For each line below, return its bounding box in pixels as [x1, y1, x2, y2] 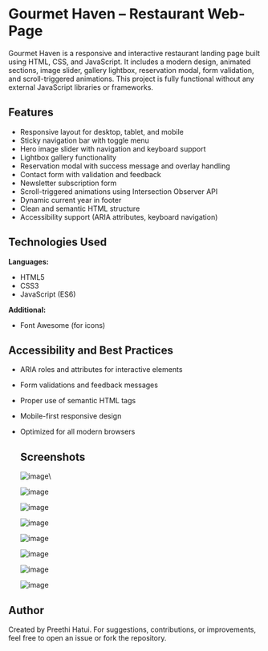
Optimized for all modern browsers [19, 427, 136, 437]
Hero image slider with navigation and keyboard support [19, 144, 206, 153]
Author [8, 603, 44, 617]
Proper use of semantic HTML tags [19, 396, 136, 406]
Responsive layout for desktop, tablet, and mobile [19, 127, 185, 136]
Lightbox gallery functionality [19, 152, 117, 162]
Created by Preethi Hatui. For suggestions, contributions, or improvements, [8, 625, 257, 634]
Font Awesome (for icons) [19, 320, 106, 330]
